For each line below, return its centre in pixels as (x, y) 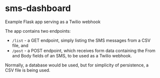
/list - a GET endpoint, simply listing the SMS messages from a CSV (81, 40)
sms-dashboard (38, 8)
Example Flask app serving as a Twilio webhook (53, 22)
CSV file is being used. (28, 70)
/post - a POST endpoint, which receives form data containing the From (84, 51)
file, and (20, 45)
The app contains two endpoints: (38, 31)
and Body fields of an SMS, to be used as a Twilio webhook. (72, 55)
